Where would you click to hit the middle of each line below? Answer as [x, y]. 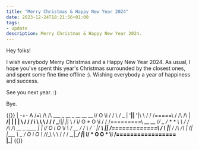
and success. [23, 81]
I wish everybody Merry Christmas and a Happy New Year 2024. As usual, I [99, 62]
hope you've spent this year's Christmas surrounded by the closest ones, [96, 68]
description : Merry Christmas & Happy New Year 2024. [74, 34]
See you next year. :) [31, 92]
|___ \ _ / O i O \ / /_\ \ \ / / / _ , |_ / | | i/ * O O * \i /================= [91, 135]
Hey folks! [18, 50]
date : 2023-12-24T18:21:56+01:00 [48, 17]
